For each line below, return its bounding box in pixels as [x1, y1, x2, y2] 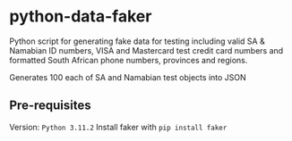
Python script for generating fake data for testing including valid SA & [9, 36, 266, 46]
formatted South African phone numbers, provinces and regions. [9, 54, 248, 65]
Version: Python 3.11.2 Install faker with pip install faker [9, 121, 228, 132]
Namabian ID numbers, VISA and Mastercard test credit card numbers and [9, 45, 284, 55]
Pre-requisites [9, 98, 91, 113]
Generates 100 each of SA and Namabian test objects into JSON [9, 71, 246, 82]
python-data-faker [9, 6, 152, 27]
